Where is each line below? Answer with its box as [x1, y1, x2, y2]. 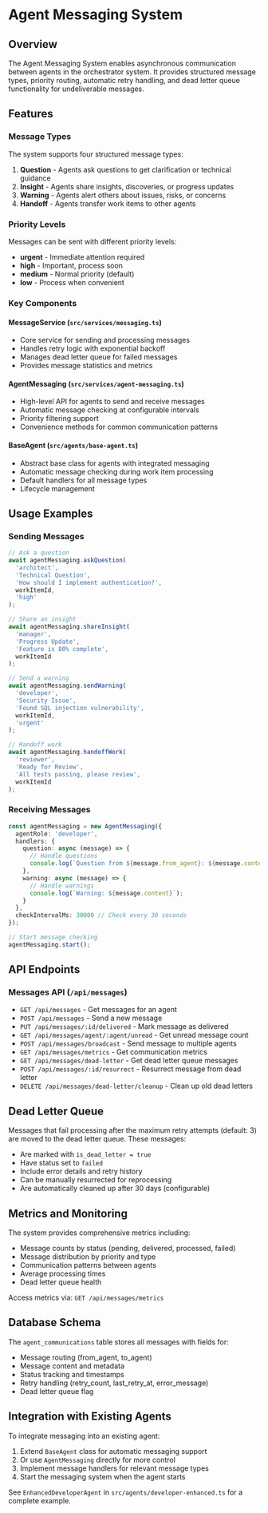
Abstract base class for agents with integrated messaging [19, 458, 210, 468]
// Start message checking [8, 933, 98, 941]
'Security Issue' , [15, 697, 77, 705]
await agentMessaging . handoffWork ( [8, 749, 127, 756]
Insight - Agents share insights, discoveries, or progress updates [19, 181, 235, 191]
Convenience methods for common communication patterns [19, 422, 219, 432]
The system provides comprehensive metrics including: [8, 1228, 191, 1237]
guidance [19, 173, 51, 183]
